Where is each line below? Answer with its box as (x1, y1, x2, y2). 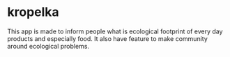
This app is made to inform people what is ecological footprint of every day (7, 27, 223, 35)
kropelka (7, 4, 59, 20)
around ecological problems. (7, 42, 89, 50)
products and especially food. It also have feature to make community (7, 34, 208, 42)
